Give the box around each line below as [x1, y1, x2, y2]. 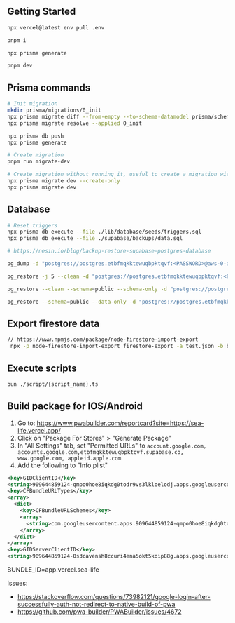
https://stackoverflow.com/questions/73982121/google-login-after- [17, 593, 211, 601]
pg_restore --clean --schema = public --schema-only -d [7, 286, 168, 293]
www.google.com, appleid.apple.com [17, 455, 122, 462]
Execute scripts [7, 362, 77, 374]
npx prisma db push [7, 133, 64, 140]
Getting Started [7, 6, 76, 18]
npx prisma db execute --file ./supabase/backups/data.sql [7, 235, 183, 242]
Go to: [17, 419, 36, 427]
